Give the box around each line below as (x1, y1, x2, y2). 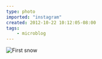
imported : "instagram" (6, 14, 62, 20)
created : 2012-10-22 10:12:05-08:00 (6, 19, 96, 25)
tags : (6, 25, 19, 31)
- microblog (17, 31, 46, 37)
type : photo (6, 8, 35, 15)
